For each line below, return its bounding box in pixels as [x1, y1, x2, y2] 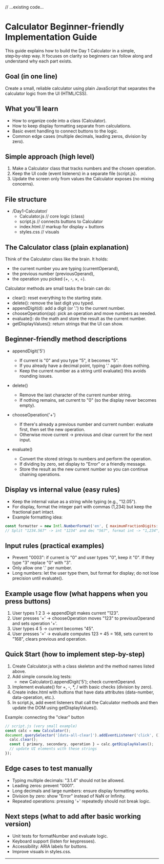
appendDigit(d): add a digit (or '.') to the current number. [12, 305, 125, 311]
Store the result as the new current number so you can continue [19, 466, 148, 472]
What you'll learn [5, 105, 59, 113]
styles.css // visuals [19, 229, 60, 235]
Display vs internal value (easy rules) [5, 486, 121, 494]
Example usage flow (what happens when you [5, 589, 148, 598]
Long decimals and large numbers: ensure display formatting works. [12, 788, 150, 794]
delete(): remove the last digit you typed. [12, 300, 94, 306]
